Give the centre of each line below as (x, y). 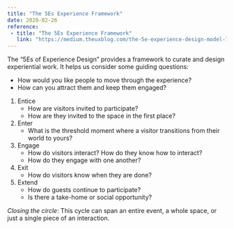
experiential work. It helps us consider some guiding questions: (98, 67)
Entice (26, 101)
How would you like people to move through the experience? (104, 80)
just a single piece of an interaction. (58, 218)
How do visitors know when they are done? (89, 175)
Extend (28, 182)
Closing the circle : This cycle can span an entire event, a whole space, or (112, 211)
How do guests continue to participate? (84, 190)
